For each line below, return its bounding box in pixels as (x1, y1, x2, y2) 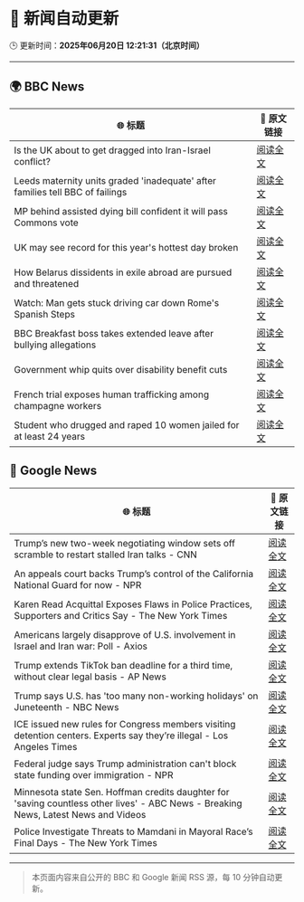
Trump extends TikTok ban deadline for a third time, (14, 659, 233, 671)
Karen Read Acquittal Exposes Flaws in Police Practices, (14, 598, 253, 611)
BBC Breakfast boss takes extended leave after (14, 327, 214, 339)
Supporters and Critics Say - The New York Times (14, 609, 228, 622)
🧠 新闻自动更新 (9, 8, 119, 29)
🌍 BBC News (9, 79, 85, 95)
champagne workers (14, 399, 102, 412)
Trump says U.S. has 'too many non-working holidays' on (14, 689, 259, 702)
